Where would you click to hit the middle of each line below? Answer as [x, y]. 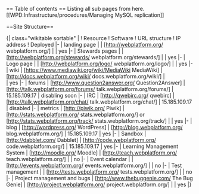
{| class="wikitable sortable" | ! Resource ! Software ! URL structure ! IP [94, 38]
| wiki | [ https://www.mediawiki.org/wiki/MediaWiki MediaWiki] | [84, 70]
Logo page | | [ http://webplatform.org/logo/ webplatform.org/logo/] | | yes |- [99, 63]
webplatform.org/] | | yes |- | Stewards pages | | [65, 51]
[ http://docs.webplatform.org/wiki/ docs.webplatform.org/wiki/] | [85, 76]
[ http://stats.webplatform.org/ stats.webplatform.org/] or [75, 114]
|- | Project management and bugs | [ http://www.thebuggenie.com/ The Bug [100, 178]
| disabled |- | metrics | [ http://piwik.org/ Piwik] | [66, 108]
